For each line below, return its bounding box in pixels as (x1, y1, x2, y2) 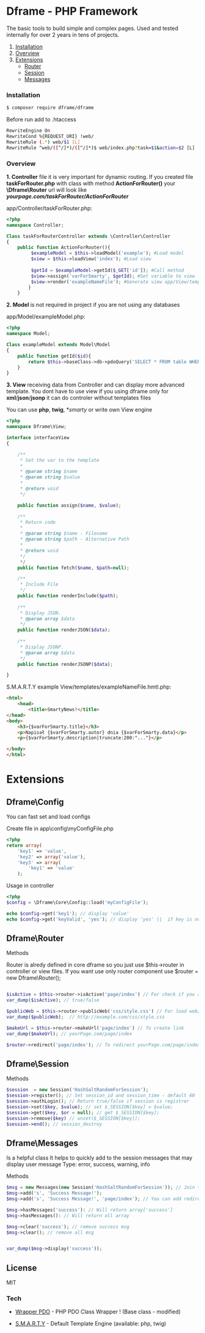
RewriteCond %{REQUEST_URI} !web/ (6, 133, 95, 139)
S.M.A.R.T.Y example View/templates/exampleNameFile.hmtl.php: (6, 683, 172, 690)
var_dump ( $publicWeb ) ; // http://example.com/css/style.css (6, 1014, 165, 1021)
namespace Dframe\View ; (6, 424, 67, 430)
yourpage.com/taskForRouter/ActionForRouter (6, 192, 129, 200)
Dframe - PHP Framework (6, 4, 138, 18)
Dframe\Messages (6, 1138, 78, 1148)
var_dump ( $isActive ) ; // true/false (6, 997, 99, 1003)
